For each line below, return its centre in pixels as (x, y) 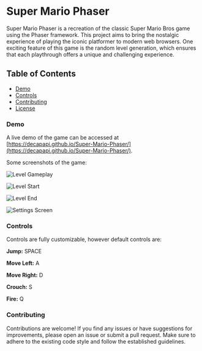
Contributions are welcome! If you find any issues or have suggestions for (99, 328)
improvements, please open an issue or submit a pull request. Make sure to (101, 335)
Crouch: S (19, 287)
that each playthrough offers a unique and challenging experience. (90, 54)
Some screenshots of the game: (47, 163)
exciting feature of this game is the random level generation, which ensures (101, 48)
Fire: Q (15, 299)
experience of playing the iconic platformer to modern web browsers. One (100, 41)
